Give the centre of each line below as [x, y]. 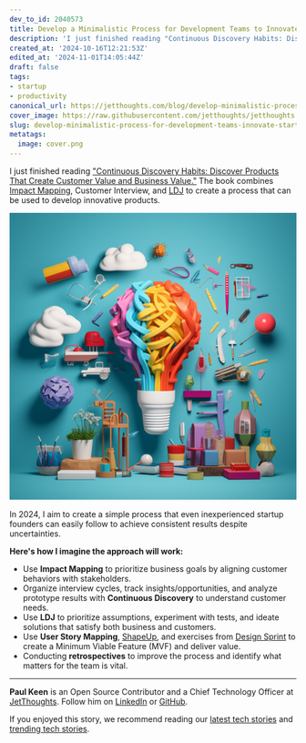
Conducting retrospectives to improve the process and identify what [152, 656]
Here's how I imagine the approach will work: [97, 551]
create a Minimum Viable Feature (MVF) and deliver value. [132, 646]
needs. [36, 607]
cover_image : [34, 115]
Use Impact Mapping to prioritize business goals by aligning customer [155, 569]
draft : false [34, 67]
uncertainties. [35, 534]
